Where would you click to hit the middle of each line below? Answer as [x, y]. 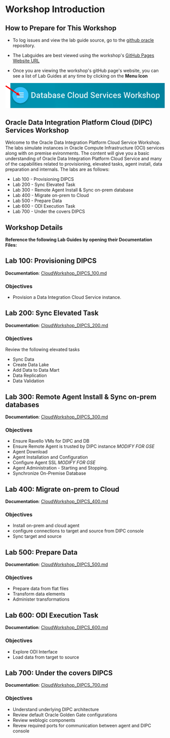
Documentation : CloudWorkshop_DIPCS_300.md [57, 417]
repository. [24, 46]
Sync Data [23, 359]
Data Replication [30, 375]
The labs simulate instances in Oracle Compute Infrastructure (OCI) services [85, 148]
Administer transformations [41, 599]
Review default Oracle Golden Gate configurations [65, 715]
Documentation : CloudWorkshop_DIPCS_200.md [57, 325]
